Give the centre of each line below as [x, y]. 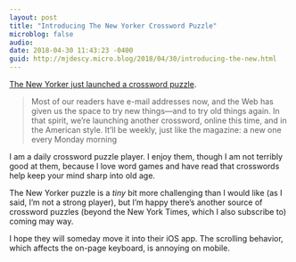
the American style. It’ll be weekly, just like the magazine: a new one [156, 130]
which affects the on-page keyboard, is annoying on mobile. [119, 248]
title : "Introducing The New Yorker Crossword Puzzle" [113, 26]
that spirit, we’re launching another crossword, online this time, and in [159, 120]
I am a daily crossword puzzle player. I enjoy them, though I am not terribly [146, 156]
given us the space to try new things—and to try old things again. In [156, 111]
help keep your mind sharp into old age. [82, 176]
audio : [21, 42]
